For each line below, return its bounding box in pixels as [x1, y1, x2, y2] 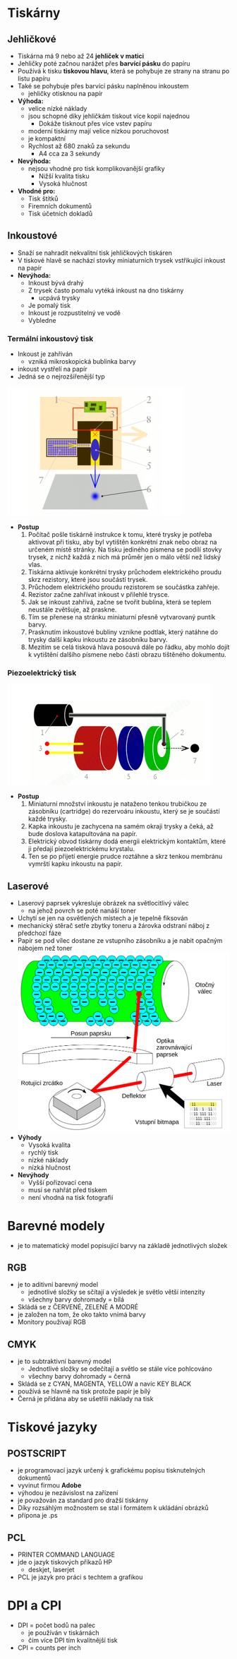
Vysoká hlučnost [38, 179, 87, 188]
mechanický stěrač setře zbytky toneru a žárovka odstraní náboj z [17, 922, 210, 930]
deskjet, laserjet [28, 1566, 75, 1574]
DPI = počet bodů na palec [17, 1621, 96, 1629]
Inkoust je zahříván [17, 350, 73, 358]
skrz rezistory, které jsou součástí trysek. [28, 576, 148, 584]
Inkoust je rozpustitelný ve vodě [28, 309, 121, 317]
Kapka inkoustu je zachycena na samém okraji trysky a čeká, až [28, 822, 214, 831]
